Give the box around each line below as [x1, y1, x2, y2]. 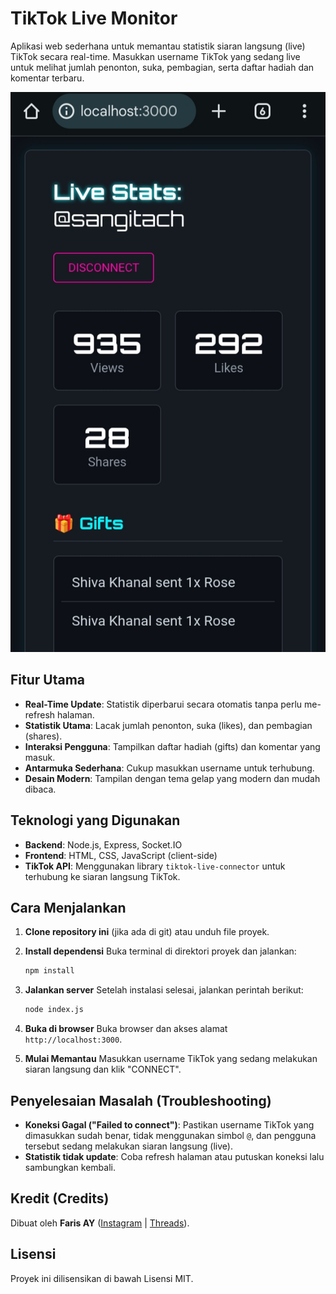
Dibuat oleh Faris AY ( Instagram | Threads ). [10, 1217, 190, 1229]
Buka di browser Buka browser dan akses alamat [24, 1023, 228, 1035]
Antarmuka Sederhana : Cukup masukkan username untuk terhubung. [24, 762, 315, 774]
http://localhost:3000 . [24, 1033, 123, 1046]
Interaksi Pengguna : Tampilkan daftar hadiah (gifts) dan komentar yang [24, 740, 321, 752]
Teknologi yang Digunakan [10, 812, 181, 829]
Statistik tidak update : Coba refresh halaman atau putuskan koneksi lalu [24, 1150, 325, 1162]
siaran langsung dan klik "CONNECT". [24, 1063, 182, 1076]
